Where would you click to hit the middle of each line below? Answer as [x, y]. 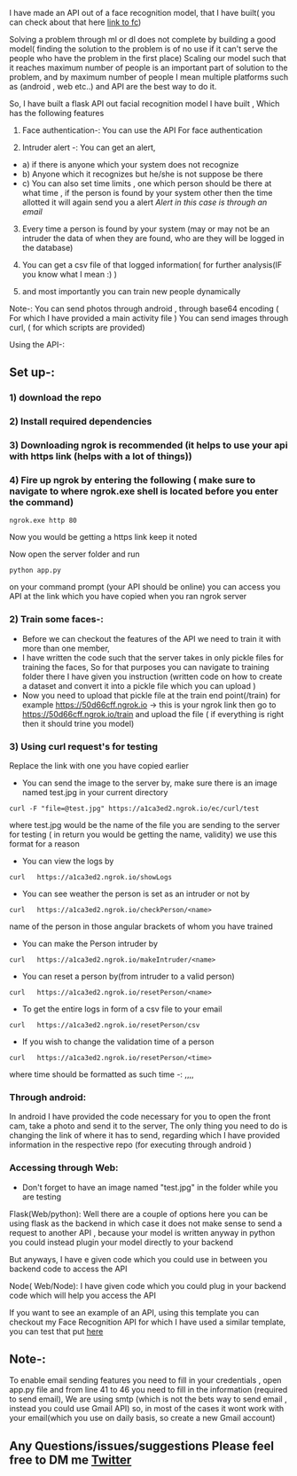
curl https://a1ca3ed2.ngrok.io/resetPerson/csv [105, 1026]
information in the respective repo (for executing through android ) [131, 1145]
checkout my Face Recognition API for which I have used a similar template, [148, 1322]
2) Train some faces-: [56, 620]
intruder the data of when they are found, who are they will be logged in [153, 238]
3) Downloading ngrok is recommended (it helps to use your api [148, 445]
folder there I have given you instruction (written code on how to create [152, 676]
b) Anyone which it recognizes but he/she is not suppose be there [142, 174]
